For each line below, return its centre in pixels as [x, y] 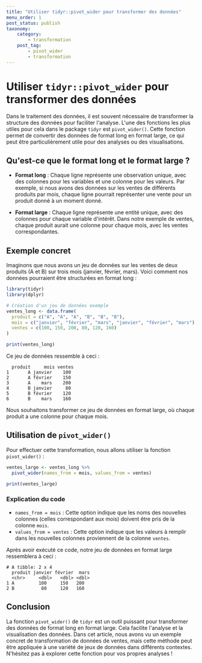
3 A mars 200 [38, 383]
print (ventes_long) [31, 344]
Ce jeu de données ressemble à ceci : [53, 356]
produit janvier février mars [51, 573]
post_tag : [29, 46]
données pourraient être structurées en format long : [72, 278]
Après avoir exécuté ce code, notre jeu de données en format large [89, 550]
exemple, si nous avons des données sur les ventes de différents [95, 188]
